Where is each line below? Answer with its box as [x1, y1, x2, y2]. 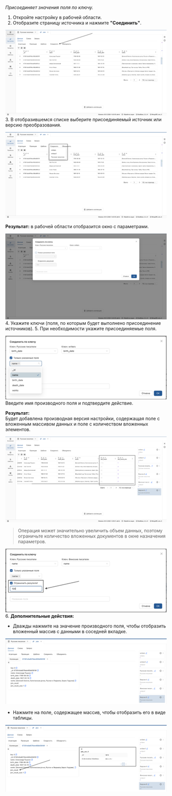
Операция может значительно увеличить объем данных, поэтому [17, 528, 163, 534]
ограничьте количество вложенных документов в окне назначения [17, 533, 166, 539]
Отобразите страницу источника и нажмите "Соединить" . [12, 20, 142, 26]
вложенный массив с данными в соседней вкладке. [12, 628, 127, 634]
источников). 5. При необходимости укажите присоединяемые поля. [5, 325, 157, 331]
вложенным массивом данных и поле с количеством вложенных [5, 421, 148, 427]
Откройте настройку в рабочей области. [12, 14, 102, 20]
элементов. [5, 427, 31, 433]
